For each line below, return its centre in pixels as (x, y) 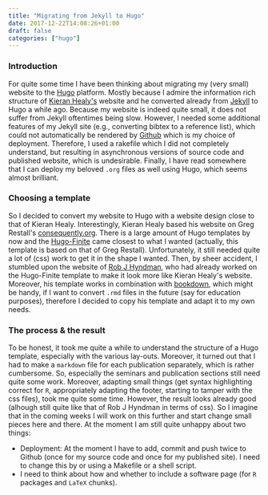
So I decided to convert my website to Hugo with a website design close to (132, 215)
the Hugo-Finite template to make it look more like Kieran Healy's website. (130, 275)
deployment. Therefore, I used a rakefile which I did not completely (119, 143)
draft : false (30, 30)
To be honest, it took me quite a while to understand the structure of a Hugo (133, 348)
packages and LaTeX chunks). (68, 483)
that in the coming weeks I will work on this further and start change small (130, 416)
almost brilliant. (34, 177)
